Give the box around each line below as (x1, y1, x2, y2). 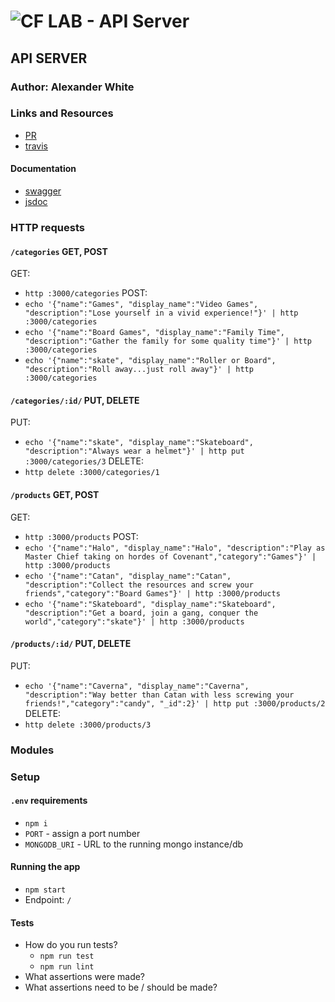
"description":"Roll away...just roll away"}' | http (24, 365, 254, 375)
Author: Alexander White (10, 80, 135, 94)
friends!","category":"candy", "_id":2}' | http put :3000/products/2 (24, 698, 326, 709)
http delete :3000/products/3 (24, 720, 152, 730)
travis (24, 140, 48, 152)
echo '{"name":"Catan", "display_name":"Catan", (24, 571, 232, 581)
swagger (24, 185, 62, 197)
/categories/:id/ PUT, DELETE (10, 394, 140, 406)
